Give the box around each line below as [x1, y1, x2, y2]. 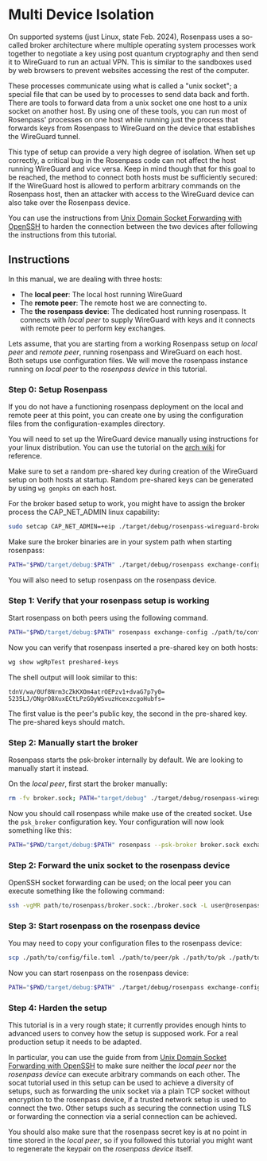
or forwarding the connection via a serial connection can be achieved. [8, 1112, 238, 1121]
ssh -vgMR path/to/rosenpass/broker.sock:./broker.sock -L [8, 902, 208, 910]
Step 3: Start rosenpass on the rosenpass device [8, 920, 200, 931]
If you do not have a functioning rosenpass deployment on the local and [8, 402, 244, 412]
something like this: [8, 826, 72, 835]
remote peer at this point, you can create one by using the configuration [8, 411, 244, 420]
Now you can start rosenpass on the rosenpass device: [8, 968, 189, 978]
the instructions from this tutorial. [8, 230, 118, 239]
